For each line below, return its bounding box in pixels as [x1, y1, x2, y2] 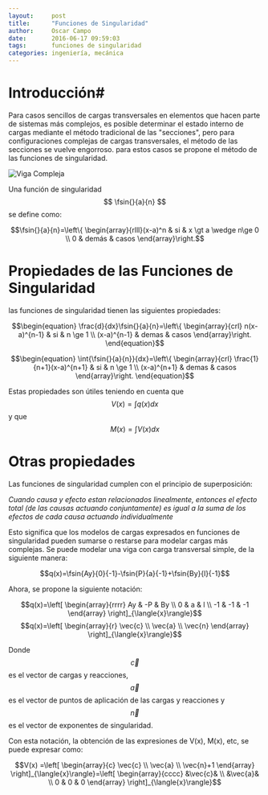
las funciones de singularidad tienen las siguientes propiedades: [8, 305, 221, 315]
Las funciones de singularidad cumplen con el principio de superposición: [8, 479, 253, 488]
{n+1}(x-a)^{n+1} [33, 362, 88, 372]
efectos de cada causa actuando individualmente [8, 512, 174, 521]
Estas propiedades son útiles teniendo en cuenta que [8, 386, 185, 396]
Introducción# [8, 84, 105, 102]
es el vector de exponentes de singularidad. [8, 720, 154, 730]
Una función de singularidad [8, 184, 102, 194]
